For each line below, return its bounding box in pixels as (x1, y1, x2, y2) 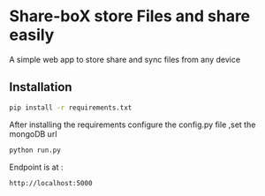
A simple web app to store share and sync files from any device (9, 54, 241, 64)
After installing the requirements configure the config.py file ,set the (9, 119, 256, 130)
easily (9, 25, 55, 45)
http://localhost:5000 (9, 178, 93, 187)
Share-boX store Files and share (9, 6, 251, 26)
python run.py (9, 146, 62, 155)
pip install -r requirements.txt (9, 103, 132, 112)
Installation (9, 79, 72, 94)
